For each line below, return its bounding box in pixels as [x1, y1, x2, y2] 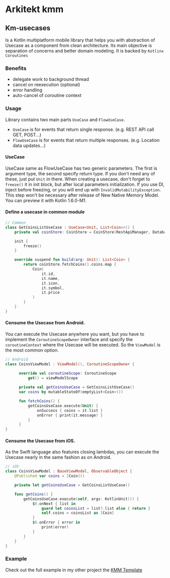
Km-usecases [5, 24, 51, 32]
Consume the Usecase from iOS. [5, 438, 75, 444]
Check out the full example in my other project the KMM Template [5, 567, 143, 573]
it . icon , [41, 280, 60, 286]
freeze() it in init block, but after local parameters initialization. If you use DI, [5, 181, 165, 187]
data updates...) [12, 142, 46, 149]
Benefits [5, 65, 27, 72]
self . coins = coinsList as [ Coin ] [41, 510, 114, 516]
